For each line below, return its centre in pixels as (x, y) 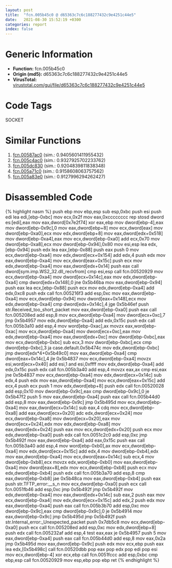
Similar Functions (43, 141)
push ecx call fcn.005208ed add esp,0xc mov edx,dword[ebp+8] (87, 527)
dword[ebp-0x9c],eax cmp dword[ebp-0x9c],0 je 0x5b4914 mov (74, 511)
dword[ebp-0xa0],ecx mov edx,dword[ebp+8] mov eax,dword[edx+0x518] (84, 233)
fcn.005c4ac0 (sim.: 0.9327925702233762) (59, 160)
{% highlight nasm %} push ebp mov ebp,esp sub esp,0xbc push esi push (83, 211)
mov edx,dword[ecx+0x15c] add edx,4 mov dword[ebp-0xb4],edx (89, 451)
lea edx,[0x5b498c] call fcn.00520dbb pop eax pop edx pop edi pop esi (81, 549)
